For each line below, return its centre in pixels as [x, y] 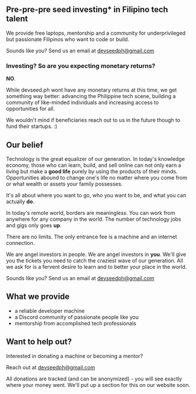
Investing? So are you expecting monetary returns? [81, 66]
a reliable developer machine [50, 311]
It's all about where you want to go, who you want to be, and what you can [96, 195]
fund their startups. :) [32, 126]
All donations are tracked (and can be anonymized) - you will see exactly [94, 379]
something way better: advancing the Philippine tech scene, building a [91, 96]
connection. [21, 243]
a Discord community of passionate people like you [77, 317]
